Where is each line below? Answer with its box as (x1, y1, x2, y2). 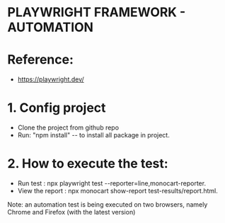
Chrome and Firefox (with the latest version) (7, 208, 136, 216)
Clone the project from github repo (17, 123, 119, 132)
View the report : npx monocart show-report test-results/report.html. (17, 187, 218, 195)
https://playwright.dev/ (17, 75, 85, 84)
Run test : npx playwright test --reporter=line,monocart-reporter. (17, 179, 207, 188)
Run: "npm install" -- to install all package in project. (17, 131, 170, 139)
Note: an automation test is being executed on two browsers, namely (7, 200, 208, 209)
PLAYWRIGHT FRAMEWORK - (7, 4, 186, 21)
